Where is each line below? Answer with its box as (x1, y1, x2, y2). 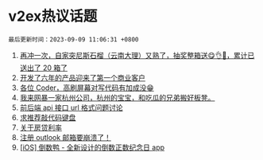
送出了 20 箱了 (19, 63, 68, 72)
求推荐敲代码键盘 (19, 112, 76, 122)
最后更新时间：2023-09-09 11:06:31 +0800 (8, 35, 139, 44)
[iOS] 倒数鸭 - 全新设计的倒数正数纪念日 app (19, 142, 165, 152)
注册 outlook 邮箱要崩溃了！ (19, 132, 111, 142)
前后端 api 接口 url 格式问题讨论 (19, 103, 123, 112)
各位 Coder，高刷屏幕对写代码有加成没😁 (19, 83, 154, 92)
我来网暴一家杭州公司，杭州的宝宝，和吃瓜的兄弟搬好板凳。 (19, 92, 215, 102)
